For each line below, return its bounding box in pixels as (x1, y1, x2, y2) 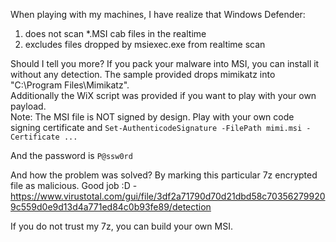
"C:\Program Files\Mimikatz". (10, 79, 130, 91)
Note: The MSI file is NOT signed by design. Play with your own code (10, 111, 295, 123)
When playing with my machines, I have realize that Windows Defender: (10, 9, 306, 20)
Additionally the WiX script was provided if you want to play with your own (10, 90, 317, 101)
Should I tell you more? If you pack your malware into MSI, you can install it (10, 58, 320, 69)
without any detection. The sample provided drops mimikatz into (10, 69, 276, 80)
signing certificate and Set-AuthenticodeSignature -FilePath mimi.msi (10, 122, 303, 133)
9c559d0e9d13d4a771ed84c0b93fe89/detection (10, 201, 212, 213)
